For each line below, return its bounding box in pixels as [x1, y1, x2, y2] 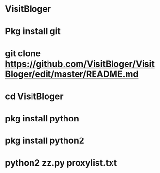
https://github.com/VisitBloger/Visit [5, 58, 155, 69]
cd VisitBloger [5, 91, 64, 102]
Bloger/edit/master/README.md [5, 69, 139, 80]
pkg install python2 [5, 135, 85, 146]
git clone [5, 48, 41, 59]
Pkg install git [5, 26, 61, 37]
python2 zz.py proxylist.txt [5, 157, 117, 169]
